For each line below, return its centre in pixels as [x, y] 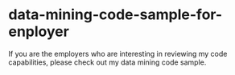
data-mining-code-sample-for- [115, 15]
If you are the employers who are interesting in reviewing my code [118, 53]
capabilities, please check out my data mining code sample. [107, 62]
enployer [39, 32]
